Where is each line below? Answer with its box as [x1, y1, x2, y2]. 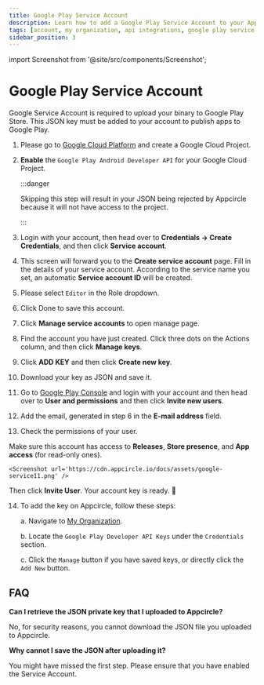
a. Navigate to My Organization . [20, 516, 123, 526]
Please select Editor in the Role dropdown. [20, 288, 160, 298]
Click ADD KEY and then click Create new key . [20, 358, 172, 367]
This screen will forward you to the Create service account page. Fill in [20, 257, 251, 266]
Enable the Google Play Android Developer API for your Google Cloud [20, 155, 248, 165]
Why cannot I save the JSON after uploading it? [9, 646, 167, 655]
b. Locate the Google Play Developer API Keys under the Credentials [20, 531, 244, 541]
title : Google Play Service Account [9, 11, 128, 20]
